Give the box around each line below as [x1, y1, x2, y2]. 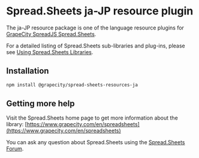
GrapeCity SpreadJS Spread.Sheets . [6, 30, 97, 37]
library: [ [6, 121, 27, 128]
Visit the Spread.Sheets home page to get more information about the [6, 114, 178, 121]
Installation [6, 66, 49, 76]
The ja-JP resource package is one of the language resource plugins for [6, 24, 185, 31]
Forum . [6, 145, 24, 153]
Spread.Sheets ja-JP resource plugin [6, 4, 194, 18]
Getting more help [6, 99, 75, 109]
